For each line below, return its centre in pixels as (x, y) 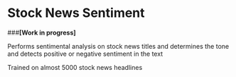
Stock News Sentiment (76, 13)
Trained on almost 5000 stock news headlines (75, 67)
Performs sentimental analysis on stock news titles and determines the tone (118, 46)
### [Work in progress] (42, 32)
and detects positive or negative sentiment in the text (85, 54)
